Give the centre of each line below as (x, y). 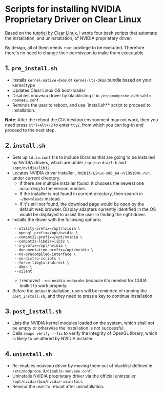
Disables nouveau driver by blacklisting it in (56, 95)
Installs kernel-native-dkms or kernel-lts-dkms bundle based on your (82, 80)
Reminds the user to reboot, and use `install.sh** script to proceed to (81, 105)
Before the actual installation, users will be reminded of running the (80, 291)
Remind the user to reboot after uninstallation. (58, 387)
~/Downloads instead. (40, 198)
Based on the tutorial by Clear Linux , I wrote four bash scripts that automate (81, 33)
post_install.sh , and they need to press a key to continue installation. (83, 296)
